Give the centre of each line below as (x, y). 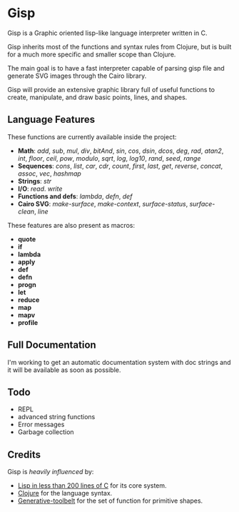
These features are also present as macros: (71, 225)
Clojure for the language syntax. (65, 493)
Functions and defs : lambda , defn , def (75, 196)
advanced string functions (56, 417)
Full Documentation (52, 345)
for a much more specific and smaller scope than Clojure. (92, 54)
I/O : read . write (40, 189)
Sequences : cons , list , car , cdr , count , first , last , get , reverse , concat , (120, 166)
